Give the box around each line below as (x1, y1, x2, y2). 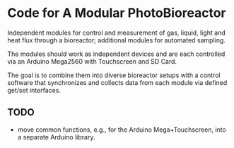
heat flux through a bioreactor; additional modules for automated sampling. (7, 35, 226, 44)
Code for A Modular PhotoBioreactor (7, 5, 226, 21)
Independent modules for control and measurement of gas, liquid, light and (7, 28, 226, 37)
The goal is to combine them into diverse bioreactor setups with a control (7, 71, 221, 79)
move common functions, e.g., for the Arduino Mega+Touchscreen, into (17, 125, 226, 134)
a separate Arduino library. (17, 132, 95, 141)
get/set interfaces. (7, 86, 62, 94)
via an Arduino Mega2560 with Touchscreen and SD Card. (7, 57, 177, 65)
